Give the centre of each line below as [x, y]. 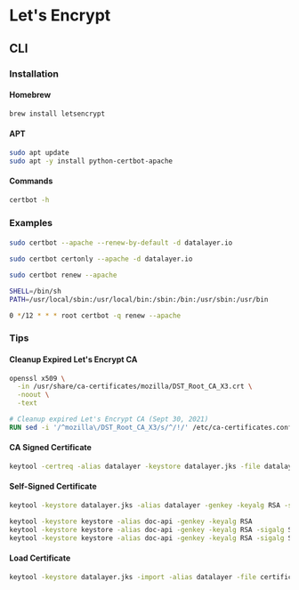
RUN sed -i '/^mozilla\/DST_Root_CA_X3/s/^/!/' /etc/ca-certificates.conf [151, 427]
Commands [31, 181]
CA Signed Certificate [50, 448]
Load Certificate [40, 558]
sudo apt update [39, 152]
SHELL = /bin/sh [36, 291]
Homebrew [30, 95]
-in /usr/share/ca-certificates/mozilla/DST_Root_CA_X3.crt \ [135, 387]
